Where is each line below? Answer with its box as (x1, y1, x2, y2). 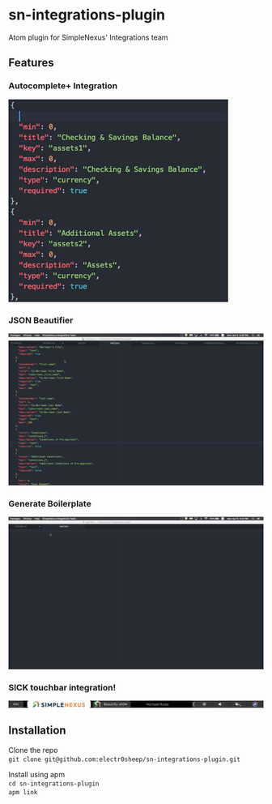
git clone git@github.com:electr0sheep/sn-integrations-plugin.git (8, 755, 241, 763)
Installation (8, 724, 66, 738)
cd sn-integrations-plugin (8, 780, 100, 788)
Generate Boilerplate (8, 498, 91, 510)
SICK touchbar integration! (8, 682, 117, 693)
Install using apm (8, 769, 66, 779)
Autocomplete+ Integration (8, 80, 118, 92)
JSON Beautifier (8, 314, 74, 326)
